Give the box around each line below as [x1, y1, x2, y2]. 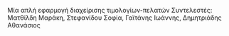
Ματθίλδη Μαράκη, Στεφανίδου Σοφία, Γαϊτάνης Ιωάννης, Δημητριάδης [7, 13, 222, 22]
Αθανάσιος [7, 21, 41, 29]
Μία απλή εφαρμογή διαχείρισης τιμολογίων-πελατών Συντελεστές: [7, 6, 213, 14]
